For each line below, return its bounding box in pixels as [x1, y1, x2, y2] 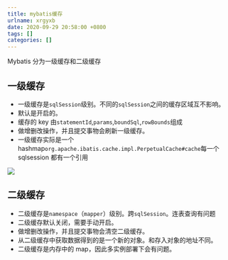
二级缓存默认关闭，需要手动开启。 [17, 217, 118, 227]
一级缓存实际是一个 [17, 135, 75, 144]
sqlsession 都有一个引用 [17, 153, 89, 162]
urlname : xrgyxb [7, 17, 55, 24]
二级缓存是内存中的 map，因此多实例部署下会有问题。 [17, 244, 176, 253]
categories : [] [7, 37, 53, 44]
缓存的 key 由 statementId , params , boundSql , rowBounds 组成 [17, 118, 183, 126]
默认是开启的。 [17, 108, 62, 117]
